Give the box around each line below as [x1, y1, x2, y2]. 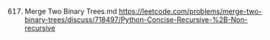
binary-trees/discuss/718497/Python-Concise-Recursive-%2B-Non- [24, 15, 248, 24]
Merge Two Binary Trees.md [24, 7, 117, 16]
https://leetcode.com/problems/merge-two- [118, 7, 262, 16]
